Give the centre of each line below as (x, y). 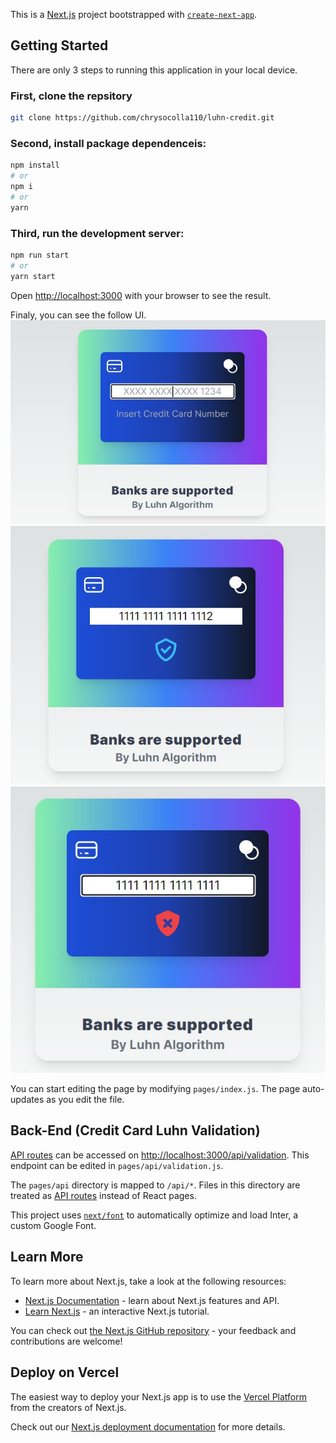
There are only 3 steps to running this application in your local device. (154, 70)
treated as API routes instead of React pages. (103, 1195)
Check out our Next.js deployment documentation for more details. (148, 1426)
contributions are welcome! (66, 1341)
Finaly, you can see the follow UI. (78, 315)
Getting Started (59, 45)
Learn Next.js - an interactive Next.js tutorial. (117, 1311)
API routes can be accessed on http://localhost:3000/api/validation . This (160, 1155)
